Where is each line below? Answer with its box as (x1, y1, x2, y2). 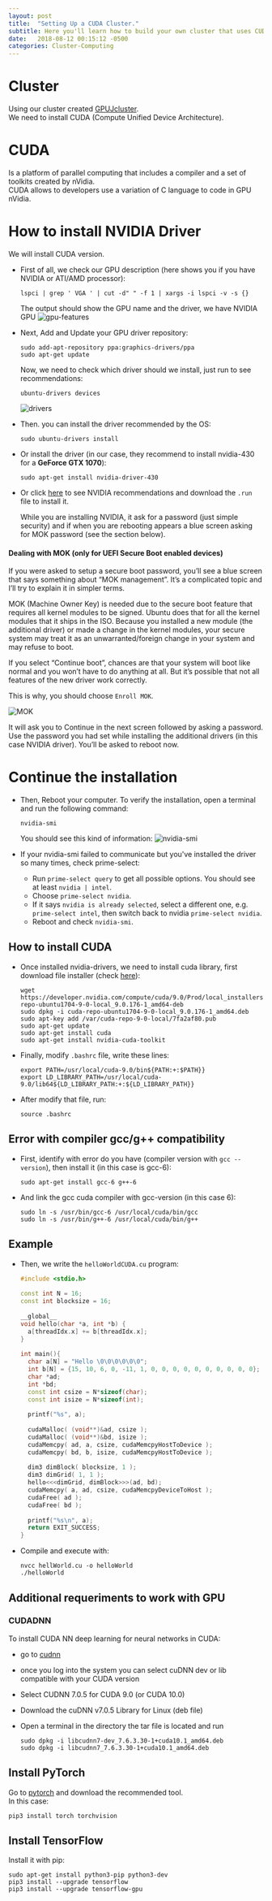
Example (8, 1237, 53, 1251)
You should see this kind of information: (19, 834, 153, 843)
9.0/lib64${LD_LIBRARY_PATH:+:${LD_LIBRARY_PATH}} (19, 1080, 195, 1089)
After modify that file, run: (19, 1094, 107, 1104)
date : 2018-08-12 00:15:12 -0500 (8, 34, 129, 43)
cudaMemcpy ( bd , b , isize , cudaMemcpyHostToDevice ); (28, 1448, 213, 1457)
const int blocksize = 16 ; (19, 1297, 112, 1306)
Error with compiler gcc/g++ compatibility (8, 1132, 225, 1146)
